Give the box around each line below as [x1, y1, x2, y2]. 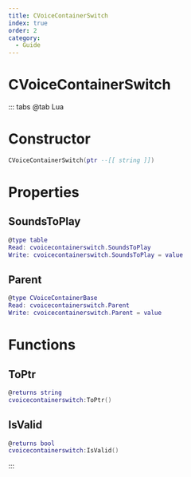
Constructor [8, 130, 92, 148]
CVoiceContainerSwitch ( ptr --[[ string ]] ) [8, 156, 155, 164]
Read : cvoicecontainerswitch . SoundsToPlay [8, 243, 151, 251]
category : [8, 34, 41, 42]
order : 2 [8, 26, 37, 34]
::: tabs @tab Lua [8, 102, 64, 112]
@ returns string [8, 388, 62, 396]
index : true [8, 19, 48, 27]
